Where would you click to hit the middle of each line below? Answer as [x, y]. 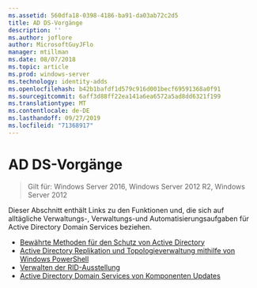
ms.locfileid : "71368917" [51, 125]
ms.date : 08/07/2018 [42, 60]
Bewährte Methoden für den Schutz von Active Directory [112, 242]
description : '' [35, 30]
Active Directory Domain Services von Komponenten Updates [120, 275]
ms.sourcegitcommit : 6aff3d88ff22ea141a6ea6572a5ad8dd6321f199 [115, 96]
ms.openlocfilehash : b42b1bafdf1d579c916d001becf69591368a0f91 [115, 89]
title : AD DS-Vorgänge [45, 23]
